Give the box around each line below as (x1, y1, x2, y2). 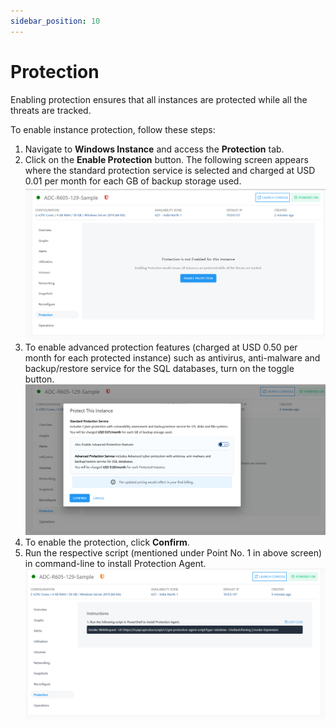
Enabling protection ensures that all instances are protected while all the (10, 93, 308, 105)
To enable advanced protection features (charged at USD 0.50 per (24, 341, 298, 353)
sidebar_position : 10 (10, 16, 101, 26)
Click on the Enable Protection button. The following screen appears (24, 153, 309, 165)
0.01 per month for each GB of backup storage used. (24, 175, 242, 187)
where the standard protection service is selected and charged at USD (24, 164, 316, 176)
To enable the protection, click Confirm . (24, 536, 190, 549)
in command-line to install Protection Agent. (24, 558, 207, 570)
